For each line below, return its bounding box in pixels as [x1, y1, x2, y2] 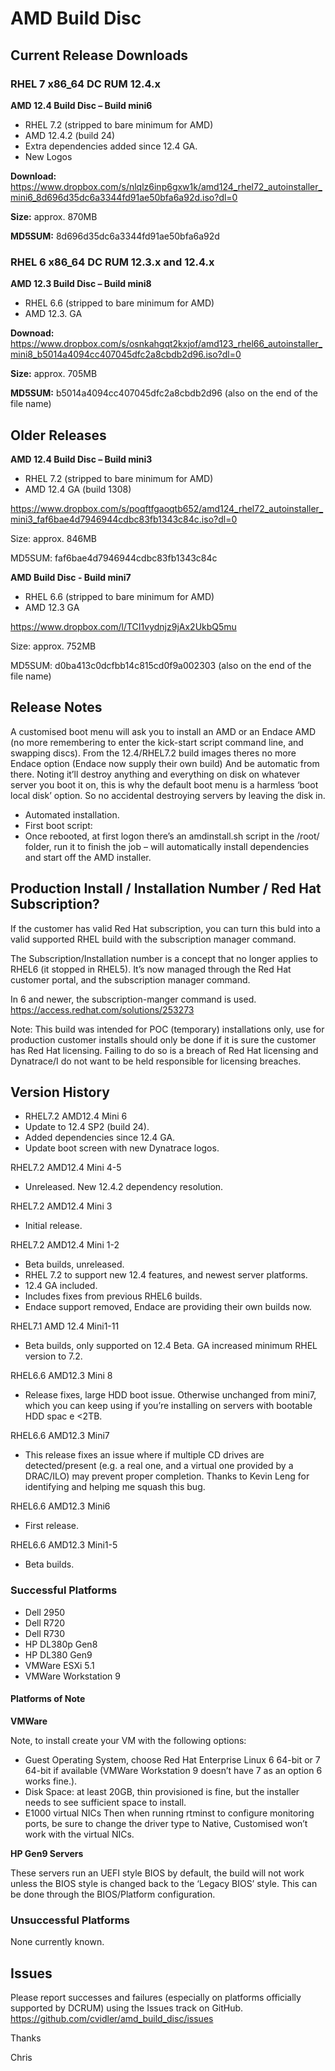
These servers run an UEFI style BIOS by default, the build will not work [10, 1867, 305, 1879]
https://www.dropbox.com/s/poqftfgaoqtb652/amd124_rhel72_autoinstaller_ [10, 502, 324, 514]
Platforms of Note [10, 1693, 86, 1705]
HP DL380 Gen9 [24, 1648, 93, 1661]
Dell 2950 [24, 1606, 66, 1618]
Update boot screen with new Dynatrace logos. [24, 1142, 220, 1154]
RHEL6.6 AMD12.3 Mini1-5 [10, 1539, 118, 1551]
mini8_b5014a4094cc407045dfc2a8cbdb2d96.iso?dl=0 [10, 348, 242, 361]
